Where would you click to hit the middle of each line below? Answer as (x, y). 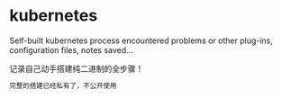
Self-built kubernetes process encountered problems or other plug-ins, (141, 40)
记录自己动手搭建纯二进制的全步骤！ (77, 68)
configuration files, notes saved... (71, 49)
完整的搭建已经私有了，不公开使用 (63, 85)
